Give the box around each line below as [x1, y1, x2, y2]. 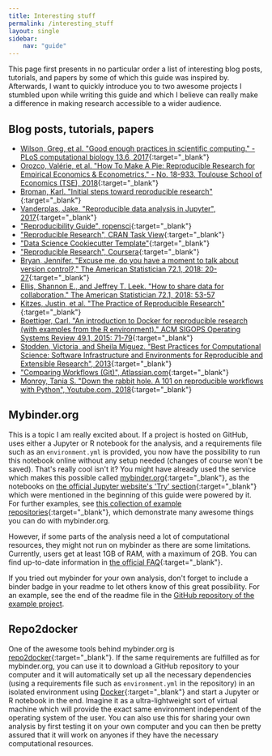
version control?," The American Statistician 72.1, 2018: [19, 264, 204, 274]
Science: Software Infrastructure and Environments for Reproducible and [19, 350, 263, 360]
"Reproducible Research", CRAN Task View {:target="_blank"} [19, 229, 225, 239]
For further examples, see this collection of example [8, 498, 182, 508]
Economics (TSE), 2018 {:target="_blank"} [19, 177, 159, 187]
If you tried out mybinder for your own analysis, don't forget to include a [8, 573, 249, 583]
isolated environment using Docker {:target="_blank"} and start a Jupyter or [8, 686, 260, 697]
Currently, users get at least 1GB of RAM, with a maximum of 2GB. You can [8, 549, 257, 558]
